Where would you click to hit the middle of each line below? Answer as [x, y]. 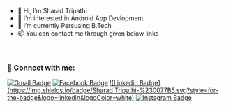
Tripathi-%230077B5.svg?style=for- [166, 90]
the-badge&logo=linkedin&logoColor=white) [71, 98]
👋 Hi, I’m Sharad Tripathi [52, 11]
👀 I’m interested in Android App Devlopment [80, 18]
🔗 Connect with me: [41, 68]
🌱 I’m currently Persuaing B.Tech [64, 26]
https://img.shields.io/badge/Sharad [61, 90]
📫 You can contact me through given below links [88, 34]
